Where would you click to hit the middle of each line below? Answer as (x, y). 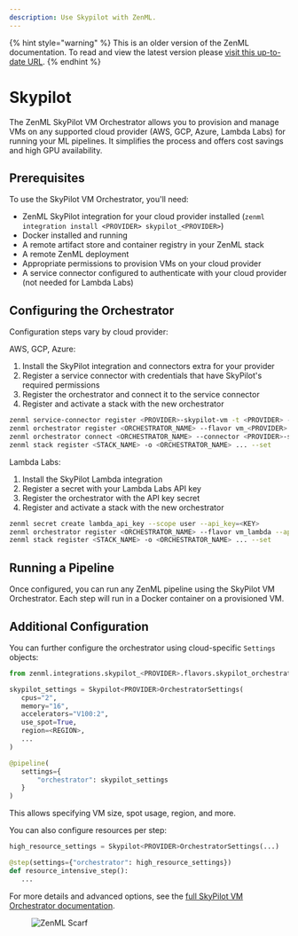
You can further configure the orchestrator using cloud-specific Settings (142, 648)
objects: (24, 657)
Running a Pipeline (62, 567)
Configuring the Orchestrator (92, 310)
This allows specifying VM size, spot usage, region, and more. (123, 814)
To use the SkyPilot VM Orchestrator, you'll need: (99, 200)
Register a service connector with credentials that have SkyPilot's (142, 376)
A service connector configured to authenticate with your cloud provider (154, 273)
